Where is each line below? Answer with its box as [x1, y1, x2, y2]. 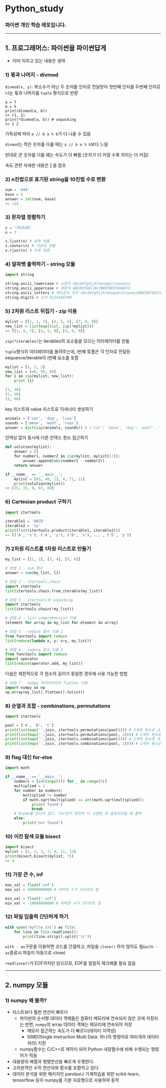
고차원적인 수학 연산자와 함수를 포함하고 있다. [12, 1065, 100, 1071]
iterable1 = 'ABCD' [5, 519, 45, 524]
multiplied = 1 [14, 784, 45, 789]
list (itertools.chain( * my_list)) [5, 607, 74, 612]
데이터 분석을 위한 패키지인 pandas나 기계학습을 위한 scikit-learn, [12, 1071, 140, 1077]
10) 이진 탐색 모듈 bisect [5, 833, 61, 840]
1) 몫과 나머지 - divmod [5, 71, 58, 78]
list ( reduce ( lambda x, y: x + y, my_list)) [5, 638, 92, 643]
